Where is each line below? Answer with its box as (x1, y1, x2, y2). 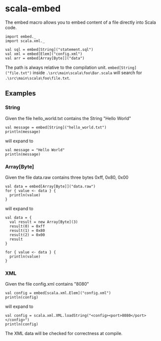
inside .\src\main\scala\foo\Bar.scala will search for (32, 70, 142, 76)
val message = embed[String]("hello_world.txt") (5, 125, 107, 130)
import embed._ (5, 34, 36, 39)
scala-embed (5, 3, 61, 14)
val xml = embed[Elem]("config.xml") (5, 51, 83, 56)
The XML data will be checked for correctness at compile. (5, 331, 123, 337)
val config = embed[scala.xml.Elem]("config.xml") (5, 291, 111, 296)
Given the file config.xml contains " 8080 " (5, 281, 90, 287)
